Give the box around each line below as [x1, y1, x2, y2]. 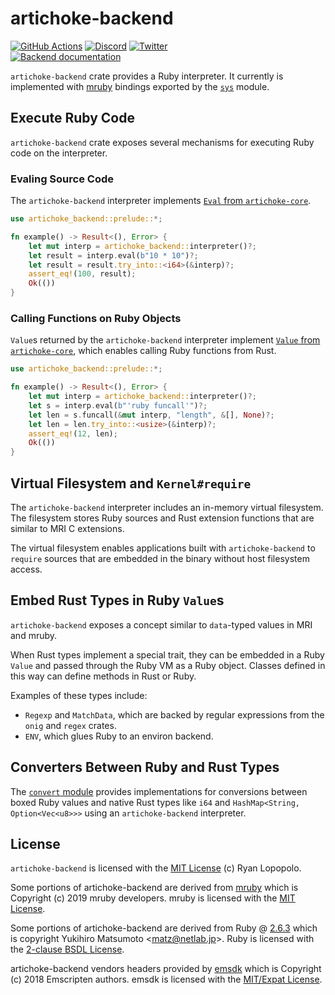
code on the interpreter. [10, 147, 108, 159]
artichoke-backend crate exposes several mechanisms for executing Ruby [10, 136, 315, 148]
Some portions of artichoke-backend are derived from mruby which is [10, 882, 299, 894]
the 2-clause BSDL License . [10, 943, 125, 956]
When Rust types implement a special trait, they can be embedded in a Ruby [10, 648, 325, 661]
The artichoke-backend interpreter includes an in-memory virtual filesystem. [10, 502, 324, 514]
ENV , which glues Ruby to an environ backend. [24, 730, 214, 742]
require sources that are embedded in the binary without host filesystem [10, 553, 310, 565]
